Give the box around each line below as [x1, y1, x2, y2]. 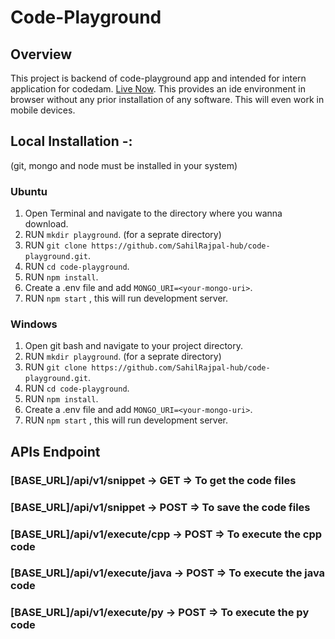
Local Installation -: [10, 133, 133, 150]
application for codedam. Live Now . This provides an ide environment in [10, 83, 306, 95]
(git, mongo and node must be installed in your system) [10, 159, 238, 171]
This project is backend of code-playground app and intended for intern [10, 72, 307, 84]
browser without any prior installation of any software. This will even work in [10, 94, 325, 105]
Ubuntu [10, 184, 48, 198]
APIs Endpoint [10, 443, 101, 460]
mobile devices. [10, 104, 76, 116]
